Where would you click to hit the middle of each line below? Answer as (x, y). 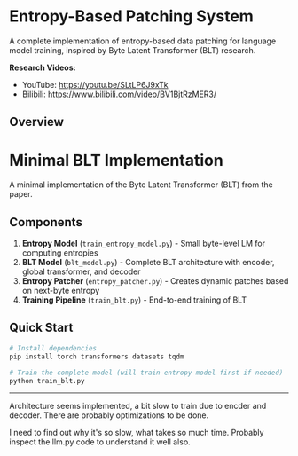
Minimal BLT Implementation (116, 160)
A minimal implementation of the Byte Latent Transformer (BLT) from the (141, 185)
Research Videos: (43, 67)
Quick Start (41, 328)
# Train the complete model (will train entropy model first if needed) (146, 373)
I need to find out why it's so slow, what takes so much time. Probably (137, 433)
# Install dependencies (53, 348)
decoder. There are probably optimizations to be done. (109, 415)
